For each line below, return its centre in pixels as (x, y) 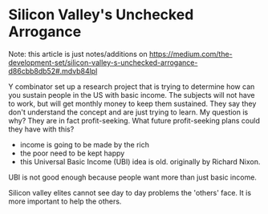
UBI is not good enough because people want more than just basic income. (132, 177)
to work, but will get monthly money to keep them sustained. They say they (132, 103)
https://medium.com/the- (191, 54)
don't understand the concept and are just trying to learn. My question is (128, 112)
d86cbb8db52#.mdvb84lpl (53, 71)
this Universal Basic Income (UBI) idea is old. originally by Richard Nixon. (140, 161)
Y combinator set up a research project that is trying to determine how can (132, 87)
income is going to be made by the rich (85, 144)
